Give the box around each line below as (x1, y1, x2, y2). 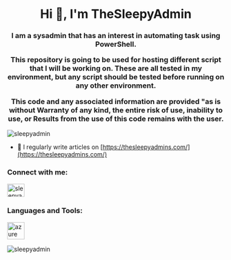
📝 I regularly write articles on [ (17, 143, 103, 151)
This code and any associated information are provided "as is (10, 97, 221, 106)
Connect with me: (7, 168, 68, 177)
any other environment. (75, 81, 157, 90)
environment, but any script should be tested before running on (7, 72, 225, 82)
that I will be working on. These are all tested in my (30, 63, 202, 73)
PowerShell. (95, 39, 137, 49)
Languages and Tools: (7, 206, 83, 216)
